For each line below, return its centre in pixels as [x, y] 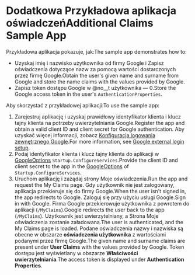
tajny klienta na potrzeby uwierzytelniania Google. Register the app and [100, 123]
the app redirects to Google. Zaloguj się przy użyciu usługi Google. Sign [100, 197]
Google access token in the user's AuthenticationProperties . [88, 94]
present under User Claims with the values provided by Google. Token [99, 247]
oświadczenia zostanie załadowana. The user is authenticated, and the [99, 222]
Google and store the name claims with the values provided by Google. [100, 81]
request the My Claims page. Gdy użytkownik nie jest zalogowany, [94, 185]
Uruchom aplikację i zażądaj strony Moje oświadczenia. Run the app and [101, 179]
